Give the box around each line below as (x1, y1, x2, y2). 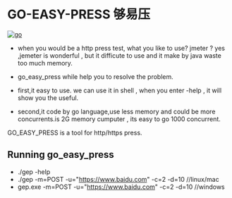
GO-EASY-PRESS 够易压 (7, 6, 151, 23)
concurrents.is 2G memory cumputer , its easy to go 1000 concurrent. (17, 114, 221, 123)
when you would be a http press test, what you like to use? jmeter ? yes (17, 44, 226, 52)
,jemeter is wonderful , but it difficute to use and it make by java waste (17, 51, 222, 60)
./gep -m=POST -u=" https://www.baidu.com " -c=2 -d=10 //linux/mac (17, 175, 220, 183)
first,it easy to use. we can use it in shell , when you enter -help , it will (17, 86, 222, 94)
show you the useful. (17, 93, 79, 102)
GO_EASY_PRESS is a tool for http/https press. (7, 128, 142, 137)
